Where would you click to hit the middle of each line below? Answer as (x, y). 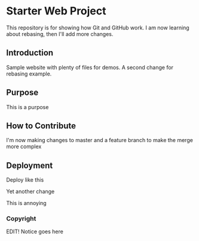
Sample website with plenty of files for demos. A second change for (90, 67)
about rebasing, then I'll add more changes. (60, 34)
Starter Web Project (56, 11)
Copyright (21, 219)
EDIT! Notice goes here (35, 231)
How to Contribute (41, 126)
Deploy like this (25, 180)
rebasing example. (29, 74)
